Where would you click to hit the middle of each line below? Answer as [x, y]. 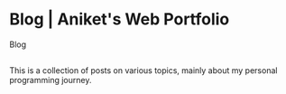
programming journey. [51, 80]
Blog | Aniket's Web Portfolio [120, 19]
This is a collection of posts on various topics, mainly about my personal [143, 70]
